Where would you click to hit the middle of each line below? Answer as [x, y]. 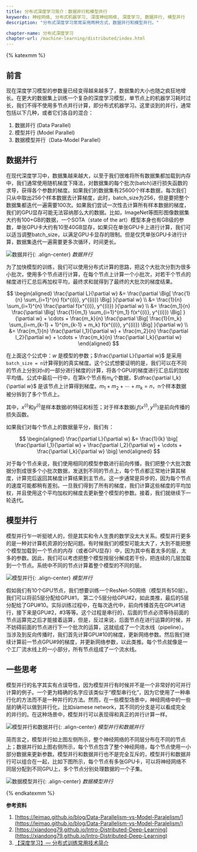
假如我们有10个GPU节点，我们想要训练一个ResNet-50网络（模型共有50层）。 [98, 590]
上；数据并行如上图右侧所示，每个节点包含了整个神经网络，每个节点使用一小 [98, 747]
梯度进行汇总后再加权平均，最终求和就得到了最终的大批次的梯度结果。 [91, 281]
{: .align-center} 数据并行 [63, 254]
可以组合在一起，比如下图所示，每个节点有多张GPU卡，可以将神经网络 [96, 761]
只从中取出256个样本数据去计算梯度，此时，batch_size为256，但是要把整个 [98, 197]
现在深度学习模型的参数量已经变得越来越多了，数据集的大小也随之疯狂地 [93, 90]
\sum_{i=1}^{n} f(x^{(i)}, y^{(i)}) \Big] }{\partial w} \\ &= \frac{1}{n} [103, 299]
